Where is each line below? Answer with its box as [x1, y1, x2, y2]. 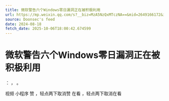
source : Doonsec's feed [5, 17, 55, 22]
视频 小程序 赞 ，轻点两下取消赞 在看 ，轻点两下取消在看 [5, 90, 122, 96]
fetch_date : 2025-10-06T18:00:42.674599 [5, 26, 92, 31]
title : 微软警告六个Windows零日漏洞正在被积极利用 [5, 7, 101, 13]
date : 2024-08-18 [5, 21, 42, 27]
